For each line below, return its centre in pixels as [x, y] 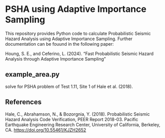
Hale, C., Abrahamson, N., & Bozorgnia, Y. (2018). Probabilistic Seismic [78, 114]
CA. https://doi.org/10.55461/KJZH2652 [46, 130]
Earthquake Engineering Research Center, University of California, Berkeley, [83, 125]
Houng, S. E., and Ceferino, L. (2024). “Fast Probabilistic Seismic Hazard [80, 54]
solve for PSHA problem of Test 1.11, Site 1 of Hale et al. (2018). [69, 86]
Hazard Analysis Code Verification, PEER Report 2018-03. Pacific [72, 119]
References [23, 102]
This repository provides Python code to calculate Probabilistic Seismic [78, 33]
